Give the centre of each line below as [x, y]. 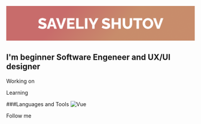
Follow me [19, 116]
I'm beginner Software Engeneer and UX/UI [88, 58]
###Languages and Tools [38, 104]
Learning [17, 92]
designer [23, 66]
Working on [20, 81]
